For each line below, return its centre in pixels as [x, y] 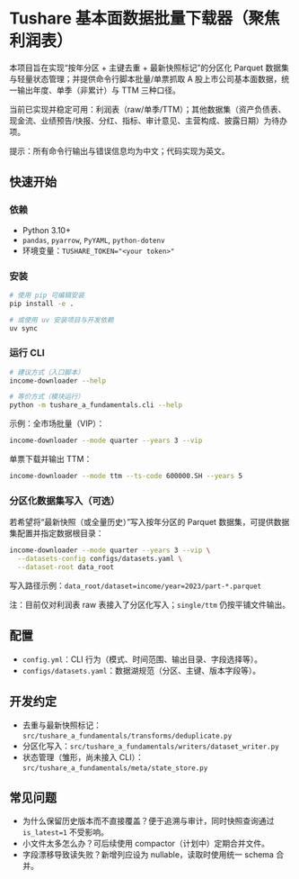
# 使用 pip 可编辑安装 [47, 295]
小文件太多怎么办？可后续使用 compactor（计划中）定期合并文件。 [146, 844]
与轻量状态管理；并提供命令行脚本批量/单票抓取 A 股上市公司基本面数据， [145, 78]
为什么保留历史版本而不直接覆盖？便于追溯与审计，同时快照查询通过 [148, 821]
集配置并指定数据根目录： [57, 533]
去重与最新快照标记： [62, 725]
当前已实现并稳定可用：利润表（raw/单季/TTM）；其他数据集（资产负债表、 [148, 109]
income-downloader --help [57, 381]
